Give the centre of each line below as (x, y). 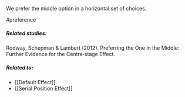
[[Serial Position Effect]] (43, 88)
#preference (21, 20)
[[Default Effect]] (35, 82)
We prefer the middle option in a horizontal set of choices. (76, 8)
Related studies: (26, 33)
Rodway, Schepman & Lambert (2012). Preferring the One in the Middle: (93, 48)
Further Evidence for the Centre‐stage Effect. (61, 54)
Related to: (20, 67)
